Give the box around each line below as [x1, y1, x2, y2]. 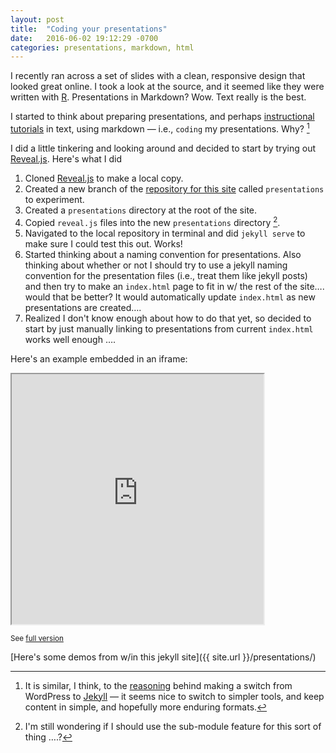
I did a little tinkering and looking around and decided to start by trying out [10, 142, 316, 154]
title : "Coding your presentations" [10, 24, 168, 34]
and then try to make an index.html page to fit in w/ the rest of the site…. [24, 280, 325, 292]
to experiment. [24, 193, 85, 205]
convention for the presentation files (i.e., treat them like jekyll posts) [24, 269, 308, 281]
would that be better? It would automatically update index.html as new [24, 291, 316, 303]
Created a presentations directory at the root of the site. [24, 204, 258, 216]
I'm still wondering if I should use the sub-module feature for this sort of [24, 720, 322, 732]
